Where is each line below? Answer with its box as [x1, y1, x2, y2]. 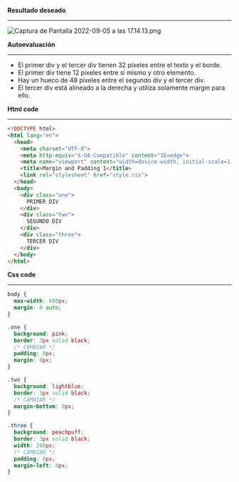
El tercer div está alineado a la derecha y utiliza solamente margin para [17, 83, 225, 92]
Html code [7, 105, 39, 113]
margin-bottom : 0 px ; [14, 402, 75, 410]
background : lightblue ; [14, 382, 84, 390]
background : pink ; [14, 330, 69, 337]
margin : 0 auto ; [14, 304, 62, 312]
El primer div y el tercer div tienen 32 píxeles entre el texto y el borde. [17, 61, 222, 69]
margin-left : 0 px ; [14, 462, 69, 469]
